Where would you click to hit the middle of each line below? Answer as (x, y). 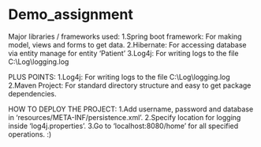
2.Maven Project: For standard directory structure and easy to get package (130, 85)
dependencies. (32, 93)
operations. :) (30, 134)
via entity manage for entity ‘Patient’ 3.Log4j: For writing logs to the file (123, 53)
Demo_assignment (71, 15)
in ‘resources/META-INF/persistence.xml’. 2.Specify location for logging (125, 117)
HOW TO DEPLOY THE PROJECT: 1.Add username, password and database (131, 109)
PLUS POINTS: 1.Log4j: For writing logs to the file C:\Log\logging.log (119, 77)
